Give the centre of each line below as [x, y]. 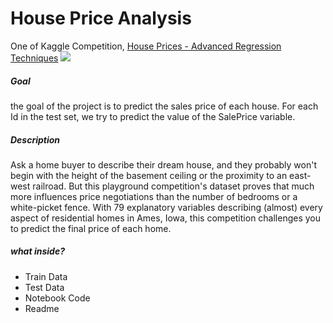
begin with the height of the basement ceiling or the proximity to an [149, 175]
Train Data [46, 276]
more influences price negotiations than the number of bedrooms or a [154, 196]
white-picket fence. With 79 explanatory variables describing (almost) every [166, 207]
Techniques [34, 58]
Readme [42, 308]
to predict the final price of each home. [91, 228]
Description [35, 139]
